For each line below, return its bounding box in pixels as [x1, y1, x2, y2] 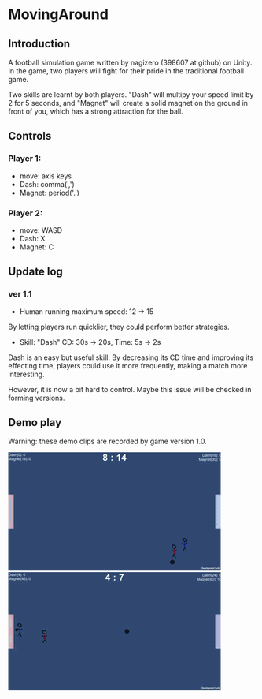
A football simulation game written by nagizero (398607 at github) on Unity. [8, 58, 253, 67]
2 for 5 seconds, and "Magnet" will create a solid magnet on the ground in [8, 99, 249, 107]
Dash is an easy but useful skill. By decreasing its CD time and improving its [8, 353, 254, 362]
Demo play [8, 416, 62, 429]
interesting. [8, 369, 45, 379]
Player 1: [8, 153, 42, 164]
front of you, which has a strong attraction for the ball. [8, 107, 183, 116]
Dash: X [19, 234, 46, 243]
